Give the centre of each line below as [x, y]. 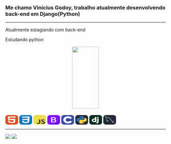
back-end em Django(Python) [43, 14]
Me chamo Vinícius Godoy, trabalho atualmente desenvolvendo [85, 8]
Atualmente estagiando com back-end [45, 30]
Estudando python [25, 40]
